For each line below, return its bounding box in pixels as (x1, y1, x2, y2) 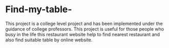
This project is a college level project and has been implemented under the (5, 20, 163, 27)
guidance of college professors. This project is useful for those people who (5, 26, 164, 32)
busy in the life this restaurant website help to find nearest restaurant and (5, 31, 160, 37)
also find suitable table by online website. (5, 37, 93, 43)
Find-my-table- (5, 4, 72, 15)
